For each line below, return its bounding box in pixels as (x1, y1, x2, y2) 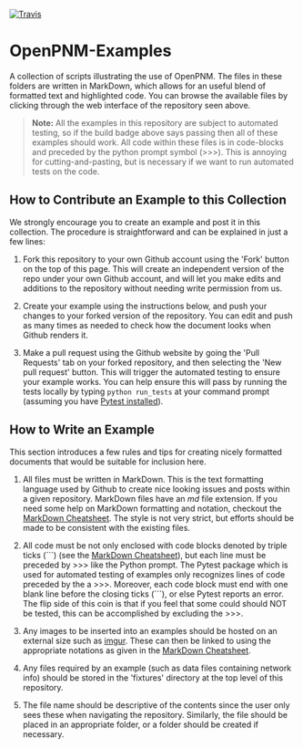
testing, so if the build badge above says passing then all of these (31, 127, 278, 138)
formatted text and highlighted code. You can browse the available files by (9, 89, 288, 100)
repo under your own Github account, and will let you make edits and (22, 273, 282, 284)
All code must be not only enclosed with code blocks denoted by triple (22, 539, 288, 551)
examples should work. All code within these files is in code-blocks (31, 137, 284, 148)
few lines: (9, 235, 45, 246)
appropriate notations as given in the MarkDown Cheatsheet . (22, 644, 252, 656)
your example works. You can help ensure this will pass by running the (22, 376, 288, 387)
